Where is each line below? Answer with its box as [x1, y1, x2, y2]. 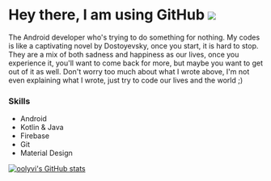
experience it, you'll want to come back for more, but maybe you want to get [8, 58, 264, 68]
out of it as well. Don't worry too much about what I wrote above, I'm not [8, 66, 250, 76]
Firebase [19, 131, 50, 141]
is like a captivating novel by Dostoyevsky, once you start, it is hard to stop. [8, 40, 259, 50]
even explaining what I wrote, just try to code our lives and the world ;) [8, 75, 243, 85]
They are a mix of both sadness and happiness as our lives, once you [8, 49, 239, 59]
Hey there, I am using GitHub [8, 6, 205, 24]
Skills [8, 95, 31, 107]
